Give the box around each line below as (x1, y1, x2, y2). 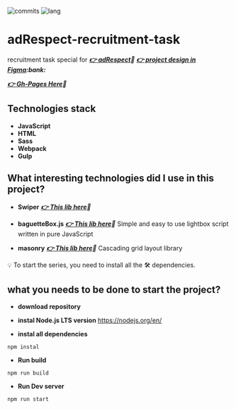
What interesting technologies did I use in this (7, 172, 214, 184)
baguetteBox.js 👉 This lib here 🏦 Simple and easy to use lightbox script (17, 220, 229, 228)
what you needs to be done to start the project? (7, 283, 221, 295)
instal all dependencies (17, 330, 88, 338)
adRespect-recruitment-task (7, 32, 181, 47)
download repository (17, 302, 82, 311)
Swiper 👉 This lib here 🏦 (17, 203, 91, 211)
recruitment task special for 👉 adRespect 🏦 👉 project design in (7, 55, 196, 64)
